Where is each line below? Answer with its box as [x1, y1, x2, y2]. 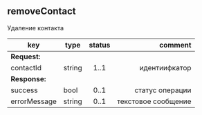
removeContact [7, 6, 76, 17]
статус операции [134, 85, 192, 95]
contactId [10, 63, 42, 72]
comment [158, 40, 192, 50]
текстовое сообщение [117, 96, 192, 106]
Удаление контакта [7, 23, 64, 32]
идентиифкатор [139, 63, 192, 72]
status [89, 40, 111, 50]
